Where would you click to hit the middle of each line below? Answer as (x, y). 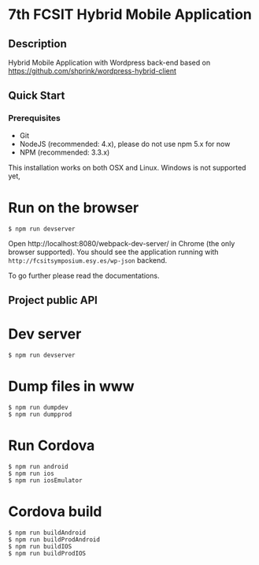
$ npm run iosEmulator (45, 480)
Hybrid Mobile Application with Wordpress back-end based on (109, 62)
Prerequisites (34, 118)
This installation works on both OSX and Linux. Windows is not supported (127, 167)
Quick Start (37, 96)
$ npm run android (38, 466)
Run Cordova (52, 445)
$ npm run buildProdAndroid (54, 539)
